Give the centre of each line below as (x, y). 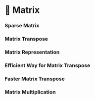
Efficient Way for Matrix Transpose (47, 65)
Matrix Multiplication (30, 92)
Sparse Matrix (22, 26)
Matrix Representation (32, 52)
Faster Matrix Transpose (35, 79)
